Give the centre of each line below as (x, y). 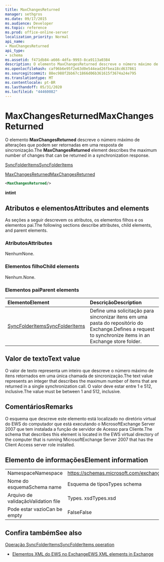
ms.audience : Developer (29, 23)
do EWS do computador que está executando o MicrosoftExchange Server (80, 424)
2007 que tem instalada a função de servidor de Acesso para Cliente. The (79, 429)
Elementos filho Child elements (42, 267)
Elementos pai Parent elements (42, 290)
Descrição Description (116, 302)
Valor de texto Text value (43, 359)
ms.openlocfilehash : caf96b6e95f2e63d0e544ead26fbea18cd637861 (71, 69)
